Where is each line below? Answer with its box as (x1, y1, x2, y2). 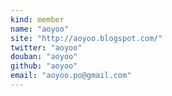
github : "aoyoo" (10, 61, 78, 71)
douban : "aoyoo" (10, 52, 78, 62)
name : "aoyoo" (10, 24, 70, 34)
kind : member (10, 14, 65, 25)
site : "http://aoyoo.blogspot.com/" (10, 33, 163, 43)
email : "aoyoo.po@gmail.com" (10, 71, 132, 81)
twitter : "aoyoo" (10, 42, 83, 53)
